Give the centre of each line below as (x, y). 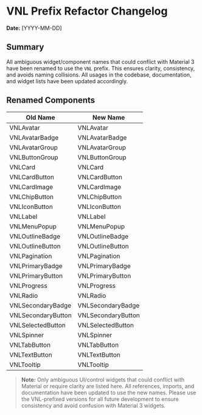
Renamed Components (51, 101)
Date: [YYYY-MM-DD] (34, 28)
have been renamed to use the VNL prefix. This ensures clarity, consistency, (101, 68)
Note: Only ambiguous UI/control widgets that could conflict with (103, 379)
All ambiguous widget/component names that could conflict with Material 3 (100, 61)
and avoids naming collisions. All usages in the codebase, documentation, (99, 75)
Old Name (40, 117)
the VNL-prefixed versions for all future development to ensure (100, 399)
